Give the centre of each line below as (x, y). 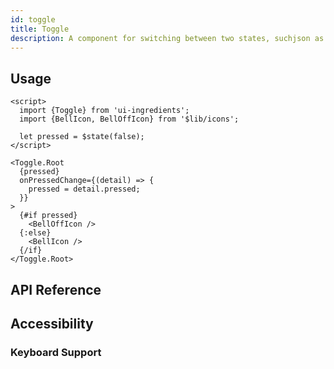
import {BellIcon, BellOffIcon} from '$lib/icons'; (129, 119)
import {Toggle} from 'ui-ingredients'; (104, 111)
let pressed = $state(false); (82, 137)
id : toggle (33, 19)
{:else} (35, 233)
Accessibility (52, 323)
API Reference (56, 289)
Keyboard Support (56, 352)
